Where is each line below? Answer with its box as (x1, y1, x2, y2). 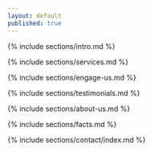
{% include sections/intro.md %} (7, 41, 115, 51)
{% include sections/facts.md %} (7, 119, 117, 129)
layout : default (7, 11, 62, 20)
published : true (7, 19, 62, 27)
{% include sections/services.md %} (7, 57, 129, 67)
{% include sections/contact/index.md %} (7, 134, 146, 145)
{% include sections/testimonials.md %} (7, 88, 140, 97)
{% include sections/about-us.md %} (7, 104, 131, 113)
